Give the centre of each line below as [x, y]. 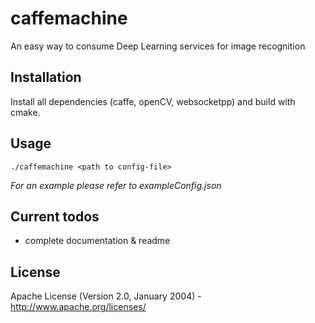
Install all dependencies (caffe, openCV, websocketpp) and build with [153, 101]
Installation [46, 77]
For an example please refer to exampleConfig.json [116, 185]
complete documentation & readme [97, 241]
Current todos [55, 216]
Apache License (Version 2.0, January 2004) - [106, 296]
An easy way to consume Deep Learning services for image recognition [158, 46]
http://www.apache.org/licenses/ [78, 307]
